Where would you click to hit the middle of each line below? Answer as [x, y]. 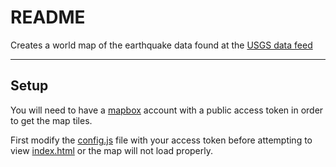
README [48, 17]
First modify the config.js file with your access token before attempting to [161, 140]
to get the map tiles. [51, 120]
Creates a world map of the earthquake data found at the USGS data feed [161, 45]
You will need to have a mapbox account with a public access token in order [167, 110]
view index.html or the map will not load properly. [111, 150]
